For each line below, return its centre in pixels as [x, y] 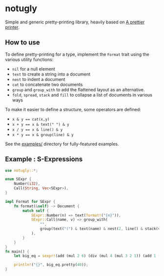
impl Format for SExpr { [30, 201]
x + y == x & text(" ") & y [41, 124]
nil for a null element [33, 69]
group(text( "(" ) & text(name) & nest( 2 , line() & [91, 229]
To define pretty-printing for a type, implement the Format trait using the [77, 54]
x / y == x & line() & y [37, 130]
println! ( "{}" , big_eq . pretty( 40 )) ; [51, 265]
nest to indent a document [39, 79]
